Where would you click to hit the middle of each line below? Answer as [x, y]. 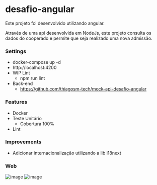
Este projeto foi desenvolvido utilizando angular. [55, 23]
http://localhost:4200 [34, 68]
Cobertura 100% [37, 124]
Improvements [23, 142]
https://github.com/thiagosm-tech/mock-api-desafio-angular [83, 89]
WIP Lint [21, 73]
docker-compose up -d [37, 62]
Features [16, 102]
